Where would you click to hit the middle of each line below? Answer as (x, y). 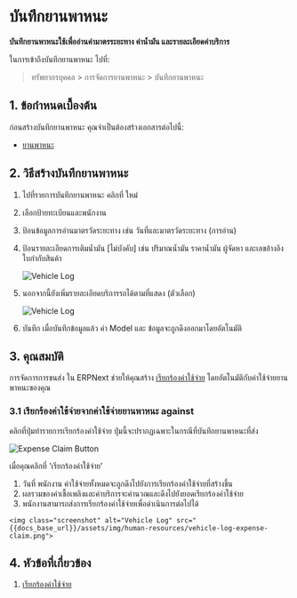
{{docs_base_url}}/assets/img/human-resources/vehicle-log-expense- (139, 528)
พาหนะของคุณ (30, 387)
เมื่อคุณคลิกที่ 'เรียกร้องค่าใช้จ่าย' (56, 466)
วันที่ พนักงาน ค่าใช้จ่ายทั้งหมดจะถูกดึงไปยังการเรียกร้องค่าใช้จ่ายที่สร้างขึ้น (127, 483)
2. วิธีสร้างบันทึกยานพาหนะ (69, 174)
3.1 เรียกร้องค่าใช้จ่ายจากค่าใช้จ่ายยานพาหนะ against (102, 411)
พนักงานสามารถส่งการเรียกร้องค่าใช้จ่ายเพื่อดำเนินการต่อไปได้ (110, 503)
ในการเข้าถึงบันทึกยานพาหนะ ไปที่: (60, 59)
